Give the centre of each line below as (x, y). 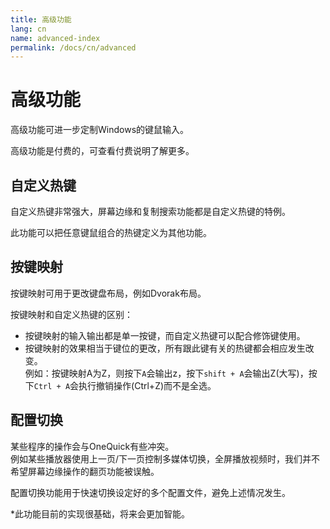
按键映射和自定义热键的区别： (71, 314)
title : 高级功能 (41, 19)
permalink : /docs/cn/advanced (73, 47)
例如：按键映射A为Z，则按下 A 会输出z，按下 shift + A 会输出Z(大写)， (166, 373)
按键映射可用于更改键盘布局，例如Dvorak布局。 (108, 293)
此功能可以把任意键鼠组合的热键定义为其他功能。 (111, 232)
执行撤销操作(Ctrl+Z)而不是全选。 (147, 385)
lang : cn (28, 29)
